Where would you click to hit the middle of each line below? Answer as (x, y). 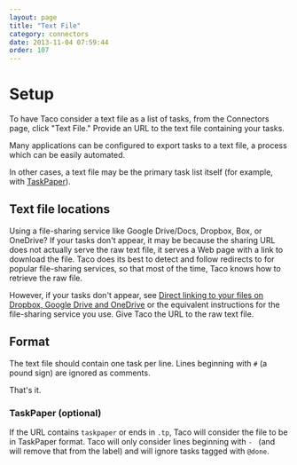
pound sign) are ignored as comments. (80, 373)
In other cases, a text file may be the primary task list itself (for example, (141, 172)
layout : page (33, 17)
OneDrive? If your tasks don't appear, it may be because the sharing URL (142, 240)
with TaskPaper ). (40, 182)
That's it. (25, 390)
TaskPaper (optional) (55, 413)
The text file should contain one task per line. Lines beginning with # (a (138, 363)
